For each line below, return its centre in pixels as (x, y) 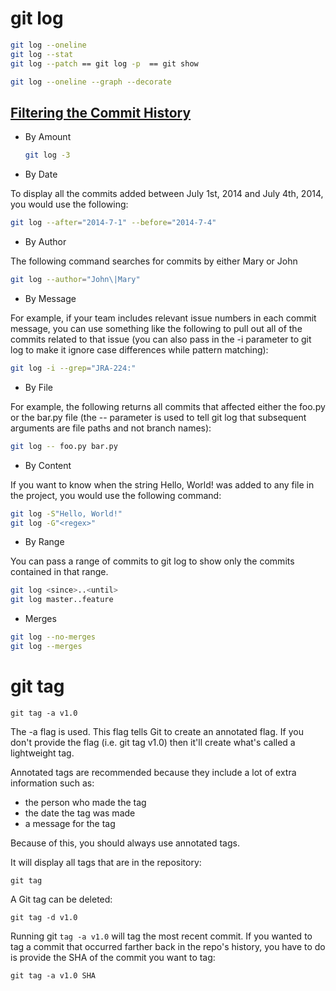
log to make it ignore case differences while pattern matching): (139, 349)
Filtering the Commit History (101, 112)
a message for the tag (70, 823)
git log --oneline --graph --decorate (91, 82)
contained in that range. (59, 572)
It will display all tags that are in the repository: (106, 862)
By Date (41, 174)
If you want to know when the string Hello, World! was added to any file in (162, 484)
